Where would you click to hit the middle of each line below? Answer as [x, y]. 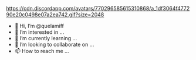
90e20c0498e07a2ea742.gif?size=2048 [55, 15]
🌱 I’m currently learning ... [46, 38]
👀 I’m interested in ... [39, 32]
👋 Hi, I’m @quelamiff [39, 26]
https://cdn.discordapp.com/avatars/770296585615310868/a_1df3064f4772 [98, 8]
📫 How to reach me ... [42, 51]
